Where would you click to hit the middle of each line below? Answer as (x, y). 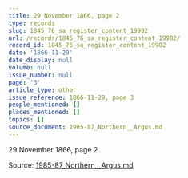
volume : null (30, 68)
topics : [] (26, 120)
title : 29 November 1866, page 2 (64, 16)
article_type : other (43, 90)
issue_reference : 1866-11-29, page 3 (71, 97)
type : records (32, 23)
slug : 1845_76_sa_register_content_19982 (78, 30)
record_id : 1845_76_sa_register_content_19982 (87, 45)
